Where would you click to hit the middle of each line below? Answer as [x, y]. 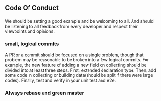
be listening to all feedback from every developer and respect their [71, 27]
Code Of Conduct [32, 8]
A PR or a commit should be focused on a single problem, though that [74, 55]
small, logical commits [32, 44]
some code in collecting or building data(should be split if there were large [79, 75]
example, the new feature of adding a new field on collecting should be [76, 65]
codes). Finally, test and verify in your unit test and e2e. [60, 80]
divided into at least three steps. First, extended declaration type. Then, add [80, 70]
